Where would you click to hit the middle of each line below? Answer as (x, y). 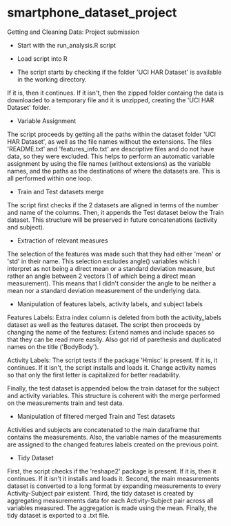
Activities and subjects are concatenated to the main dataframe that (103, 429)
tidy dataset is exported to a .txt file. (58, 515)
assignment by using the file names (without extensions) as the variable (109, 163)
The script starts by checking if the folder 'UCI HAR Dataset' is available (119, 72)
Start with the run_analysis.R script (66, 45)
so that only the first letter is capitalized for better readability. (94, 375)
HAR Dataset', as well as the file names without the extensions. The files (110, 141)
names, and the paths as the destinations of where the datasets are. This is (114, 171)
